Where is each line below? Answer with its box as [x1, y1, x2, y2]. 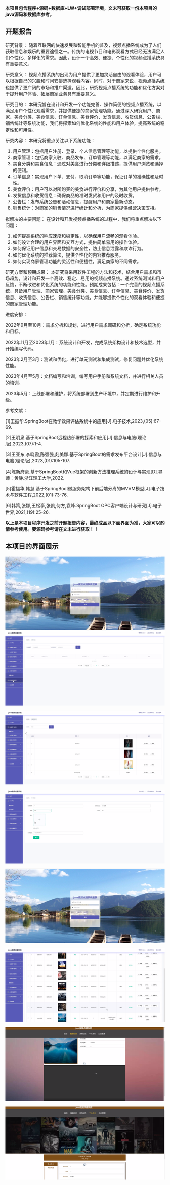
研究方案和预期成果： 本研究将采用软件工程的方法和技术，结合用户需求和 [5, 269, 157, 275]
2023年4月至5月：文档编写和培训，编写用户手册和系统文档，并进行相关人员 [5, 373, 163, 379]
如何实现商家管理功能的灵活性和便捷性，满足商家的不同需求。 [12, 258, 142, 264]
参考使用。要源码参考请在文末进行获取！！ [9, 526, 99, 532]
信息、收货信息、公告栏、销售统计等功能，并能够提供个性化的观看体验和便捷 [5, 294, 165, 300]
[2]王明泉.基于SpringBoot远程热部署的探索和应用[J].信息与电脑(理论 [5, 434, 147, 440]
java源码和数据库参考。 [5, 11, 55, 17]
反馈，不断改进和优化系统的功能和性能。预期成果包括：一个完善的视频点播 [5, 281, 160, 287]
